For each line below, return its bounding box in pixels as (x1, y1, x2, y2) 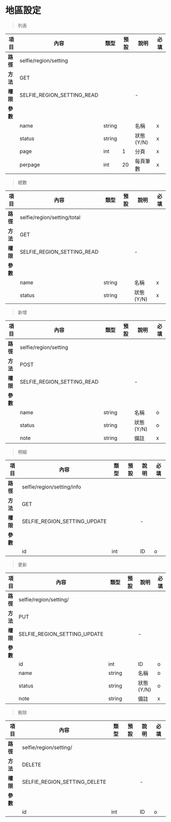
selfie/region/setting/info (22, 483, 81, 490)
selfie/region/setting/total (19, 214, 80, 221)
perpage (19, 161, 40, 168)
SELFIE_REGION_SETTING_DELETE (22, 778, 106, 785)
